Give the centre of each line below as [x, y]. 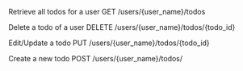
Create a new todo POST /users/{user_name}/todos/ [96, 58]
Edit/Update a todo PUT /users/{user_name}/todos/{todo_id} [109, 43]
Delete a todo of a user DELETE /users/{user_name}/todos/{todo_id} [122, 27]
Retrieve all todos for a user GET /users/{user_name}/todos [107, 12]
